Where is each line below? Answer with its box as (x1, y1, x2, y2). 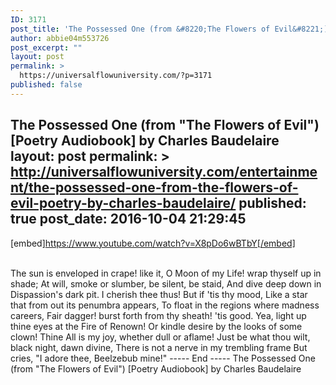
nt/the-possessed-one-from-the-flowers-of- (10, 179, 299, 196)
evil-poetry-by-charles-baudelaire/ (10, 195, 237, 212)
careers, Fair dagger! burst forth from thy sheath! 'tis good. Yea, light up (10, 309, 307, 321)
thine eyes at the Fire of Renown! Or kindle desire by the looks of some (10, 320, 303, 332)
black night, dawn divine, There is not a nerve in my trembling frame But (10, 341, 308, 353)
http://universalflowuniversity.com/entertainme (10, 164, 318, 181)
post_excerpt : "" (10, 42, 83, 53)
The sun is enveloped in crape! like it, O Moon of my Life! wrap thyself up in (10, 267, 322, 279)
